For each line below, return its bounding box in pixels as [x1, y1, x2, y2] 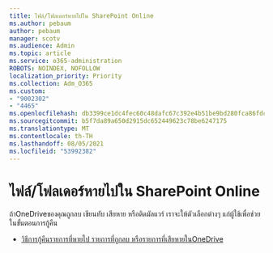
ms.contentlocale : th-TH [9, 132, 93, 140]
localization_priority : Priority [9, 72, 122, 80]
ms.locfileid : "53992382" [9, 147, 96, 155]
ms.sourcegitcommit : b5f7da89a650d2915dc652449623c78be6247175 [9, 117, 228, 125]
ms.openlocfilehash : [9, 110, 79, 118]
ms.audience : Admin [9, 42, 75, 50]
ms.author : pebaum [9, 19, 71, 27]
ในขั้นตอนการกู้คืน [9, 218, 58, 228]
